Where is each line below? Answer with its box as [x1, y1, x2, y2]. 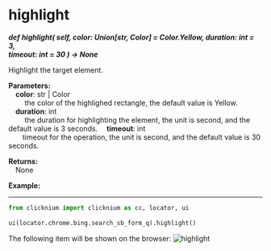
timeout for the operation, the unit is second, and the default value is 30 [23, 132, 261, 142]
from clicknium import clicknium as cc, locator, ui [8, 203, 190, 211]
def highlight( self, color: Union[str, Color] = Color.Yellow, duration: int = [8, 32, 255, 42]
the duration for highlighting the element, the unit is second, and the [23, 115, 251, 124]
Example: [8, 180, 41, 190]
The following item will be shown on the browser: [8, 233, 172, 243]
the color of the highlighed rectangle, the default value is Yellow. [23, 98, 238, 107]
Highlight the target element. [8, 65, 103, 74]
